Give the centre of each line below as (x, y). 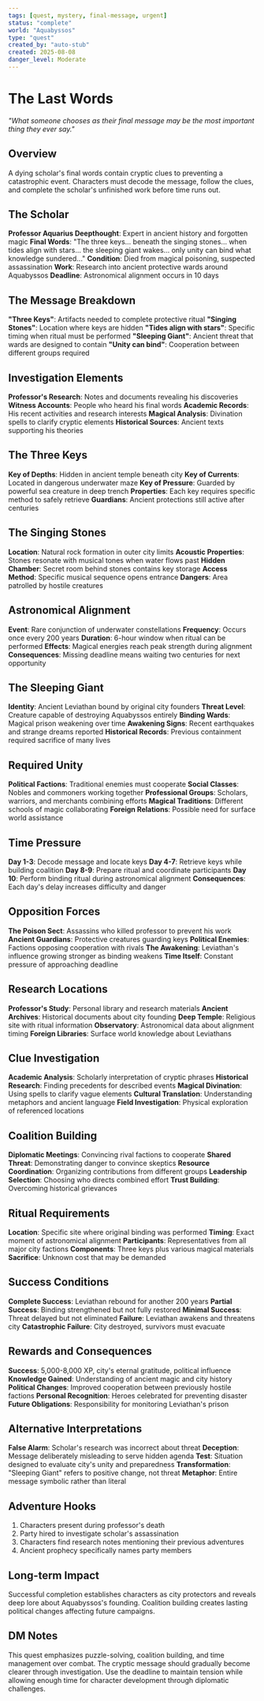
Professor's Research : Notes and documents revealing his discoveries (123, 397)
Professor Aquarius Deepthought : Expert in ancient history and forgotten (128, 233)
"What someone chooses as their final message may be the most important (131, 120)
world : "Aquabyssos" (42, 30)
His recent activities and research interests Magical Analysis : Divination (125, 414)
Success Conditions (59, 1282)
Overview (33, 154)
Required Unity (46, 765)
